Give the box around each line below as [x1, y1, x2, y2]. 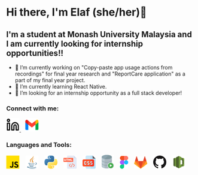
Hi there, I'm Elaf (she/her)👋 [6, 5, 147, 19]
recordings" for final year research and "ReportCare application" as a [14, 70, 185, 77]
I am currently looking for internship [6, 38, 144, 49]
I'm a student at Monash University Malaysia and [6, 29, 193, 40]
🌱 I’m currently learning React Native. [14, 83, 107, 90]
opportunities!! [6, 48, 64, 58]
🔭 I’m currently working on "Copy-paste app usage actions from [14, 64, 173, 71]
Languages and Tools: [6, 141, 72, 149]
